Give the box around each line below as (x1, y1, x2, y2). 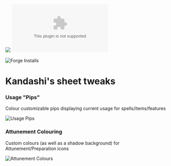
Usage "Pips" (5, 94, 40, 101)
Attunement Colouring (5, 128, 63, 135)
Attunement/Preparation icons (5, 145, 69, 152)
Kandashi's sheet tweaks (5, 76, 116, 87)
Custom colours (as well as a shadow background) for (5, 140, 120, 146)
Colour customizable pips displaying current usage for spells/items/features (5, 105, 166, 112)
